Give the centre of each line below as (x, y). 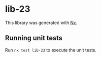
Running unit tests (34, 38)
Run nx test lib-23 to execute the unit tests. (51, 50)
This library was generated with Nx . (41, 23)
